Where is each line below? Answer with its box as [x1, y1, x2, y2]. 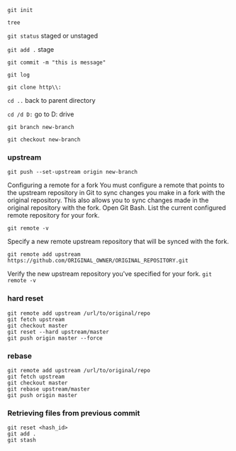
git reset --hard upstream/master [7, 328, 110, 335]
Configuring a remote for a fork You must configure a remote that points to [7, 181, 225, 189]
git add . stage [7, 45, 55, 53]
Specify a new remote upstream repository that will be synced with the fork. [7, 238, 229, 246]
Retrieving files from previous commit [7, 408, 140, 418]
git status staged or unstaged [7, 32, 99, 40]
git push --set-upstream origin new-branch [7, 169, 138, 176]
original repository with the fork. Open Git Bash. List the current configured [7, 204, 227, 212]
